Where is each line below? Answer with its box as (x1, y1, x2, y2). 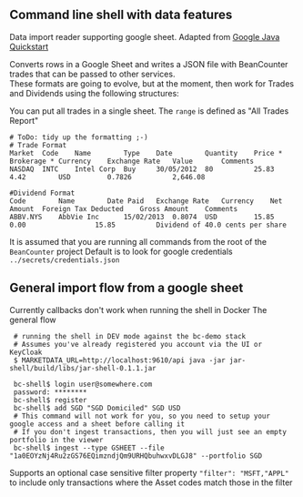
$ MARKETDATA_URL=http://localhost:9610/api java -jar (13, 355, 226, 365)
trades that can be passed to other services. (9, 68, 176, 79)
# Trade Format (9, 140, 67, 149)
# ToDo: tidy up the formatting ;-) (9, 132, 148, 142)
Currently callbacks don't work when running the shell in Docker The (9, 304, 268, 315)
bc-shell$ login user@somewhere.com (13, 380, 153, 389)
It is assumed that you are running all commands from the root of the (9, 236, 267, 247)
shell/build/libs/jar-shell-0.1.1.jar (9, 363, 157, 372)
